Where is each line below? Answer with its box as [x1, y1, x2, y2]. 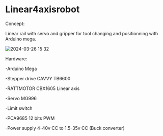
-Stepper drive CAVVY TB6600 [5, 75, 71, 81]
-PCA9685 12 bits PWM [5, 115, 55, 121]
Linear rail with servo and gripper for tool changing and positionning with [5, 30, 158, 36]
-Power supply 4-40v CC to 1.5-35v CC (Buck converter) [5, 125, 125, 131]
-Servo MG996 [5, 95, 37, 101]
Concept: [5, 20, 25, 27]
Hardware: [5, 55, 28, 62]
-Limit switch [5, 105, 33, 111]
